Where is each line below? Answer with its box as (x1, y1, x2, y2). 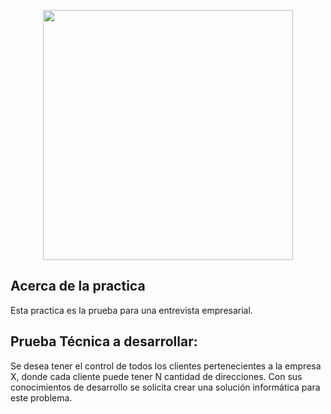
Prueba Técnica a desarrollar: (10, 333, 198, 350)
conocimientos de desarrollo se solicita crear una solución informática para (10, 381, 321, 393)
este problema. (10, 391, 73, 404)
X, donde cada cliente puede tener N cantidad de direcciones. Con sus (10, 370, 303, 382)
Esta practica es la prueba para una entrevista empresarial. (10, 304, 253, 316)
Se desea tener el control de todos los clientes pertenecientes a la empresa (10, 360, 322, 372)
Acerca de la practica (10, 278, 146, 295)
